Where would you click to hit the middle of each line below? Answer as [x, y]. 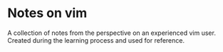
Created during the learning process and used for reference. [96, 40]
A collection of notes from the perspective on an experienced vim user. [111, 33]
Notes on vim [47, 13]
